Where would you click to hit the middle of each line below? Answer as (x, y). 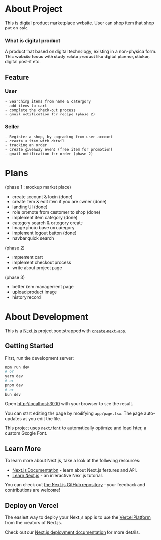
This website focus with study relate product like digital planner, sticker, (78, 57)
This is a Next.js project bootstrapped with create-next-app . (66, 331)
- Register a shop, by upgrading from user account (59, 137)
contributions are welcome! (33, 490)
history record (27, 297)
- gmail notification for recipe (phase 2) (50, 114)
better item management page (43, 287)
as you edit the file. (42, 419)
